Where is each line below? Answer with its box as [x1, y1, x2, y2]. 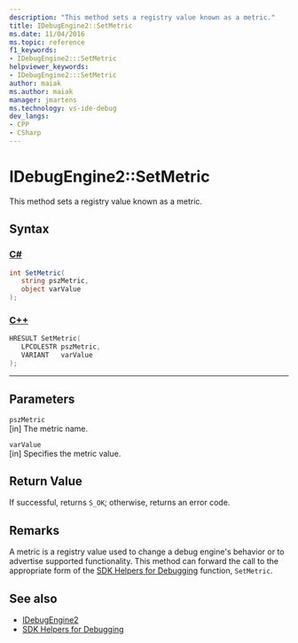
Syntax [9, 222, 50, 237]
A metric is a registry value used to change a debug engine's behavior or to [9, 546, 285, 557]
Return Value [9, 474, 82, 489]
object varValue [20, 285, 82, 294]
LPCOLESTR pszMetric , [20, 342, 101, 351]
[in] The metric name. [9, 423, 89, 434]
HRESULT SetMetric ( [9, 334, 82, 343]
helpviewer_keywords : [9, 63, 90, 72]
